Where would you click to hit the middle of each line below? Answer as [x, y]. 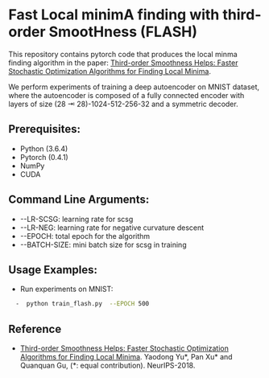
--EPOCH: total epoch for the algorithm [85, 236]
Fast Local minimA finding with [114, 15]
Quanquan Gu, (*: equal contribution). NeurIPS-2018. [108, 366]
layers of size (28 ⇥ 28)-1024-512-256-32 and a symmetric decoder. [124, 104]
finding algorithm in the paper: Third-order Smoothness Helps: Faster [123, 63]
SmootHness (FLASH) [123, 32]
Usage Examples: [53, 270]
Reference [35, 329]
